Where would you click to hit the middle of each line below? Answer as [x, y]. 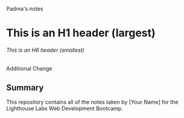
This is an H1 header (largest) [81, 33]
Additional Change [29, 69]
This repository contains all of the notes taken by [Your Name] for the [92, 102]
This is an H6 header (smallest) [45, 50]
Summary [25, 88]
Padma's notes [25, 9]
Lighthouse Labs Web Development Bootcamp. [65, 108]
